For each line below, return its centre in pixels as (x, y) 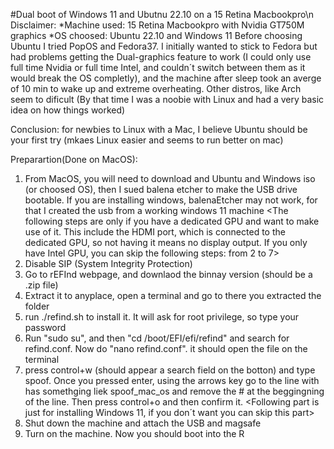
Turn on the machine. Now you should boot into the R (134, 433)
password (45, 327)
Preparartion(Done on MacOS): (74, 159)
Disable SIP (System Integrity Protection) (108, 263)
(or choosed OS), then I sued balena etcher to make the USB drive (161, 189)
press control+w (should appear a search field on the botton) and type (170, 370)
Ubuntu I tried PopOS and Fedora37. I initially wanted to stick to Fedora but (164, 46)
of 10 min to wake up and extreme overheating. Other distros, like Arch (156, 88)
